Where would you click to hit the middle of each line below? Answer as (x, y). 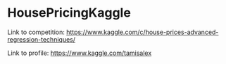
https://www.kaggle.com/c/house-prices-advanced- (142, 32)
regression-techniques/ (42, 39)
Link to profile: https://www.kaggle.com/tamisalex (80, 53)
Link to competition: (36, 32)
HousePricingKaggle (69, 13)
